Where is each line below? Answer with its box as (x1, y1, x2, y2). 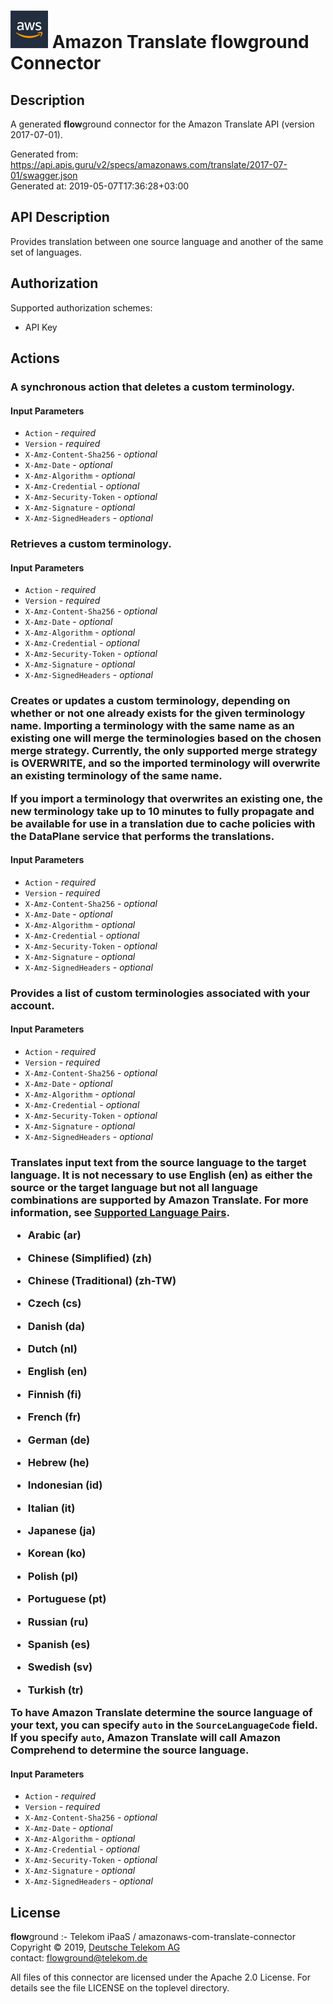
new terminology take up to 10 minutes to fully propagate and (10, 804, 315, 818)
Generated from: (10, 148, 79, 160)
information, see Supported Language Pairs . (10, 1205, 230, 1219)
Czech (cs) (27, 1296, 82, 1310)
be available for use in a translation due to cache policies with (10, 816, 316, 830)
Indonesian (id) (27, 1478, 103, 1492)
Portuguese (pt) (27, 1592, 107, 1606)
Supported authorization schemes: (10, 301, 153, 314)
